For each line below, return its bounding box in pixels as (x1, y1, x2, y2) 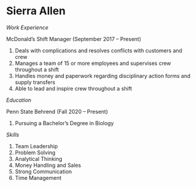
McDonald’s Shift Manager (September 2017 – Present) (6, 35, 142, 42)
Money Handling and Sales (14, 161, 81, 169)
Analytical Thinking (14, 155, 63, 162)
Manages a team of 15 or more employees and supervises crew (14, 60, 171, 67)
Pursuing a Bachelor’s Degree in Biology (14, 119, 114, 126)
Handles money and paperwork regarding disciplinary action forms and (14, 72, 191, 79)
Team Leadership (14, 142, 58, 149)
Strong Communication (14, 168, 72, 175)
